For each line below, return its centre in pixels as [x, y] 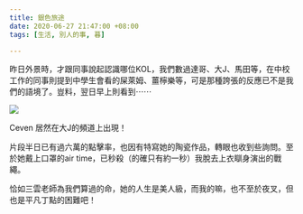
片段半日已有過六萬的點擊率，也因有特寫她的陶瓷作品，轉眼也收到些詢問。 [147, 147]
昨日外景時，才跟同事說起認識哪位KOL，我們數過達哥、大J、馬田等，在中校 [150, 70]
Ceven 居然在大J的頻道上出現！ [69, 128]
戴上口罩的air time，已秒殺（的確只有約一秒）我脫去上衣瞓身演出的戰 [153, 158]
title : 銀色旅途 [37, 18]
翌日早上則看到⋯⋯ [115, 92]
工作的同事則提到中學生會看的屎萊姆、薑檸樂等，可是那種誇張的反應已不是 [147, 80]
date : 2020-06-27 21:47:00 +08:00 [74, 26]
